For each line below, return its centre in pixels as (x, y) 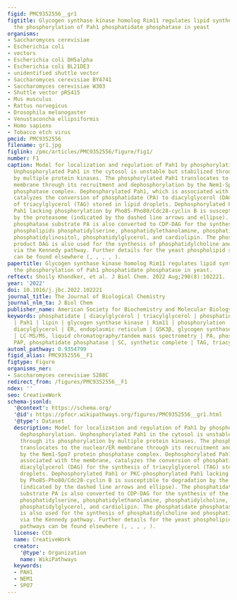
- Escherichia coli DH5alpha (50, 60)
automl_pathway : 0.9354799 (47, 349)
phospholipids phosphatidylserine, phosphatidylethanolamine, (107, 230)
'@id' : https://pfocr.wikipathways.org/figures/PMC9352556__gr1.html (118, 415)
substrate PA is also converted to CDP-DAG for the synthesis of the (124, 493)
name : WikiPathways (49, 559)
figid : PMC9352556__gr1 (42, 14)
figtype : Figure (31, 362)
